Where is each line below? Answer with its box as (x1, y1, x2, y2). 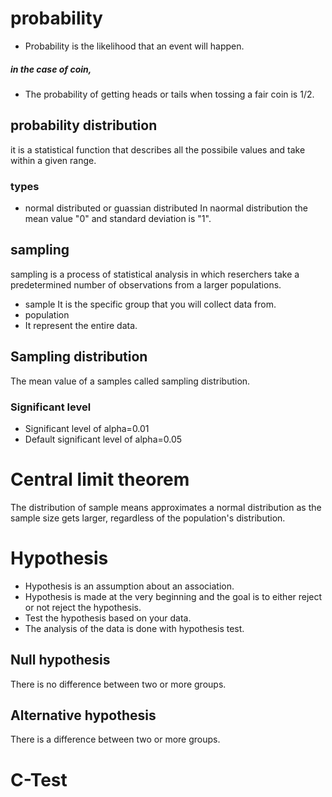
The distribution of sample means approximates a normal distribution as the (10, 501, 322, 513)
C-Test (10, 768, 68, 791)
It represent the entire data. (24, 319, 138, 331)
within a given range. (10, 154, 97, 166)
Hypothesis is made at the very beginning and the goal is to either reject (24, 590, 323, 602)
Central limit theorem (10, 468, 190, 491)
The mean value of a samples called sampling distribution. (10, 375, 251, 387)
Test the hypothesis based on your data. (24, 612, 192, 624)
